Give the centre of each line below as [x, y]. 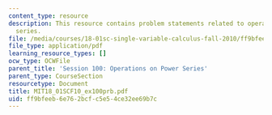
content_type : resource [49, 16]
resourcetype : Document [49, 83]
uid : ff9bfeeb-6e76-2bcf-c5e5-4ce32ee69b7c [83, 99]
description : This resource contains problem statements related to [126, 23]
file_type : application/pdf [56, 46]
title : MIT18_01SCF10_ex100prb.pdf [68, 91]
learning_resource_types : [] [57, 53]
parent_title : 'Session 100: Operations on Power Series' [108, 69]
